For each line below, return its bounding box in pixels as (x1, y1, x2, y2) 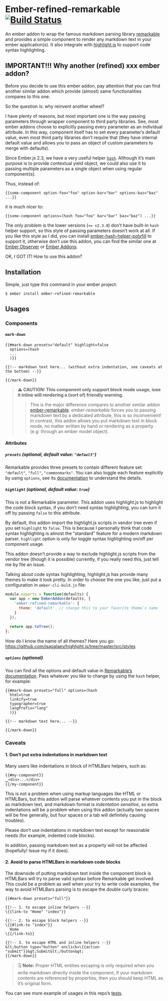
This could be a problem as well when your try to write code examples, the (5, 881, 159, 887)
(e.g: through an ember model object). (30, 428, 109, 435)
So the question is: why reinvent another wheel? (5, 103, 104, 109)
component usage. (5, 541, 44, 547)
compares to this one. (5, 93, 50, 99)
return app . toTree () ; (10, 624, 55, 629)
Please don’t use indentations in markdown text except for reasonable (5, 827, 149, 833)
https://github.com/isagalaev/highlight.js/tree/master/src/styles (5, 643, 136, 649)
